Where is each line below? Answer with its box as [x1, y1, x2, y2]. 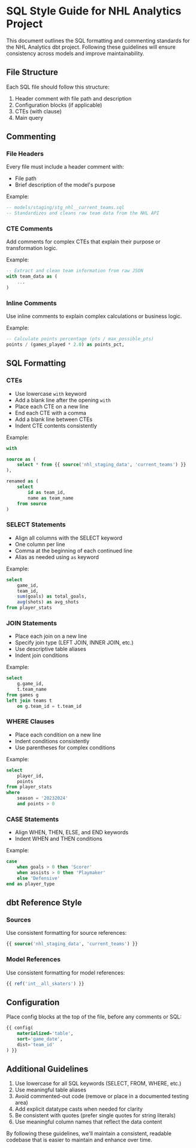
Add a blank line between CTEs [14, 416, 93, 423]
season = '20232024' [17, 795, 68, 802]
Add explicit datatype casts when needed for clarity [14, 1105, 143, 1112]
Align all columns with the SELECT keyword [14, 534, 123, 541]
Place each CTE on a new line [14, 402, 89, 410]
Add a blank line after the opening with [14, 396, 111, 404]
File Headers [6, 149, 44, 158]
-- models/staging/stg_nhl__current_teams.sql [6, 205, 125, 211]
